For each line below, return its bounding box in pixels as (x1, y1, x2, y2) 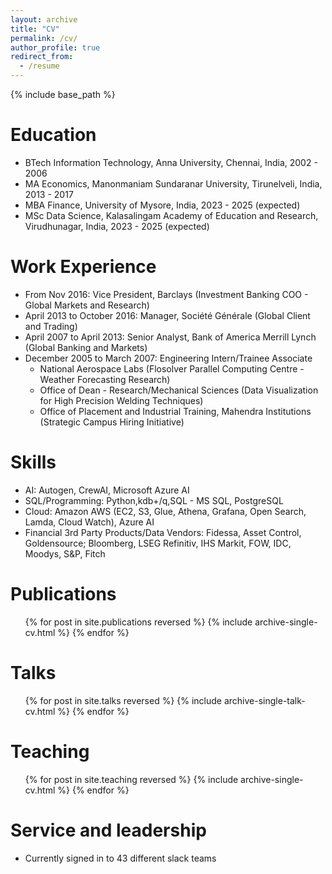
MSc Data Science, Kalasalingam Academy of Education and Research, (24, 209, 319, 221)
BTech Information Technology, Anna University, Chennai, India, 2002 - (24, 156, 318, 168)
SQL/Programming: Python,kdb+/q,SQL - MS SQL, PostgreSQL (24, 494, 284, 506)
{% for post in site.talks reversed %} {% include (24, 694, 223, 706)
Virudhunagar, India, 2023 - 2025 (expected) (24, 220, 210, 232)
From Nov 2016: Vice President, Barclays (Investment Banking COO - (24, 288, 309, 300)
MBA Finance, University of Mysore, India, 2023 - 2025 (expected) (24, 199, 301, 211)
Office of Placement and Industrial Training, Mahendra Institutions (39, 405, 312, 417)
